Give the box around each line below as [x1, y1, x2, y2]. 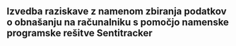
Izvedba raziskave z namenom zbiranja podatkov [6, 6, 227, 17]
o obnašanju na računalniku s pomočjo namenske [6, 17, 229, 29]
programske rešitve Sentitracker [6, 27, 153, 39]
